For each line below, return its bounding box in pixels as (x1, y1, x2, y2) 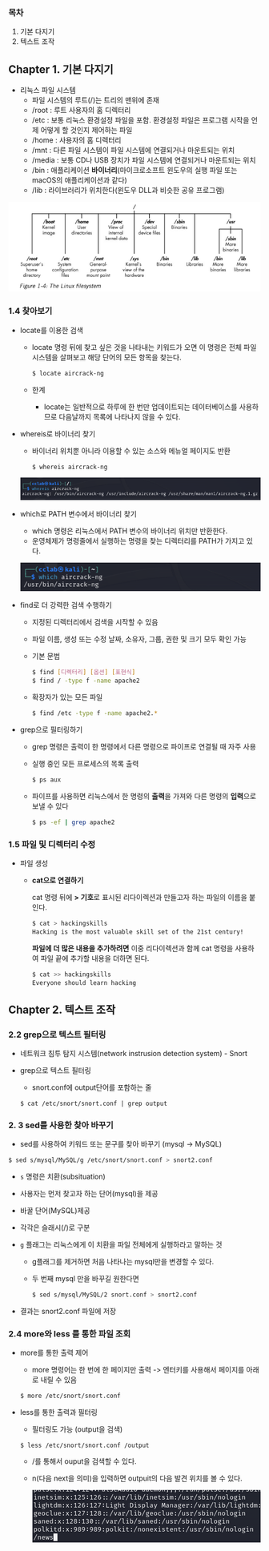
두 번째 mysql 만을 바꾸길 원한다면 (31, 1274, 140, 1284)
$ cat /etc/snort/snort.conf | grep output (19, 1099, 168, 1108)
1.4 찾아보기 (8, 306, 53, 317)
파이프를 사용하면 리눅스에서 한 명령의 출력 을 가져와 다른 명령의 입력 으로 (31, 791, 257, 801)
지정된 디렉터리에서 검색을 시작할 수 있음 (31, 617, 159, 627)
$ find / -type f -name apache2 (31, 677, 140, 685)
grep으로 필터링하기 (19, 725, 83, 734)
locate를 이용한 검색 (19, 325, 84, 335)
